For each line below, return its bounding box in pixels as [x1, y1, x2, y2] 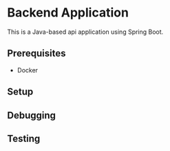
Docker [17, 66, 39, 74]
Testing [7, 132, 41, 144]
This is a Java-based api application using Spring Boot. [7, 28, 164, 36]
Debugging [7, 109, 56, 121]
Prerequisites [7, 48, 66, 59]
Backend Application [7, 5, 129, 21]
